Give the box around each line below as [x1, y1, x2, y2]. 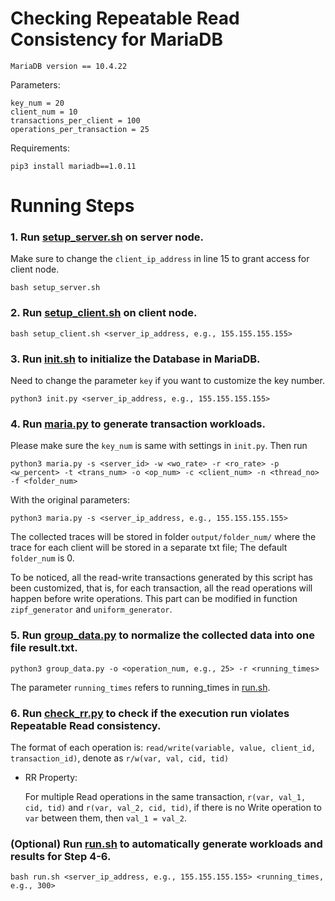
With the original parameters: [10, 494, 130, 506]
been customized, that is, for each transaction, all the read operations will [10, 582, 313, 594]
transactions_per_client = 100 [10, 115, 141, 126]
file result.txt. [10, 641, 78, 655]
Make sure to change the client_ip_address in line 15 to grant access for [10, 253, 310, 265]
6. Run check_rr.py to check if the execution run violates [10, 706, 290, 720]
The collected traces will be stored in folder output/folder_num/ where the [10, 531, 317, 543]
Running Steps [10, 195, 135, 217]
